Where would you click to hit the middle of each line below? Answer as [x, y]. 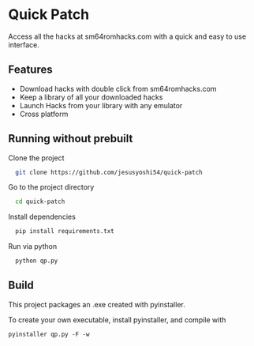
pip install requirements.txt [65, 231]
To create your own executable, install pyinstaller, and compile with [117, 320]
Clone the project [36, 158]
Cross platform [44, 114]
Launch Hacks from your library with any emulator [101, 105]
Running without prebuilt [71, 139]
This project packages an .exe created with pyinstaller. [97, 304]
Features [30, 70]
